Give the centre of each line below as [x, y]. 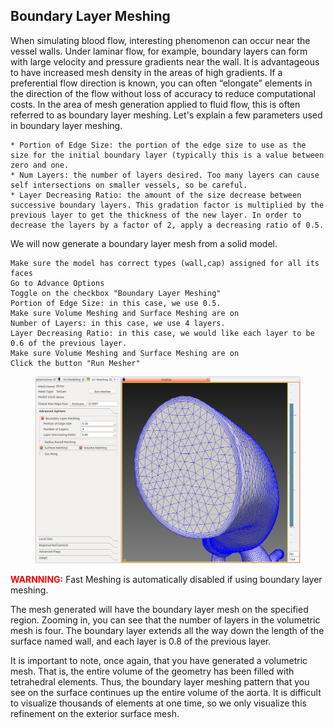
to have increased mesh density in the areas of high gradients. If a [146, 72]
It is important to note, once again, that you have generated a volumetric [159, 661]
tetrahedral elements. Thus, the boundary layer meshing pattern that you [160, 682]
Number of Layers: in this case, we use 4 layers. [118, 323]
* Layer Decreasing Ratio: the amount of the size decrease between [156, 195]
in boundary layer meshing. [66, 125]
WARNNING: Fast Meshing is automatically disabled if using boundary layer [166, 580]
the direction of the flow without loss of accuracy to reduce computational [163, 93]
